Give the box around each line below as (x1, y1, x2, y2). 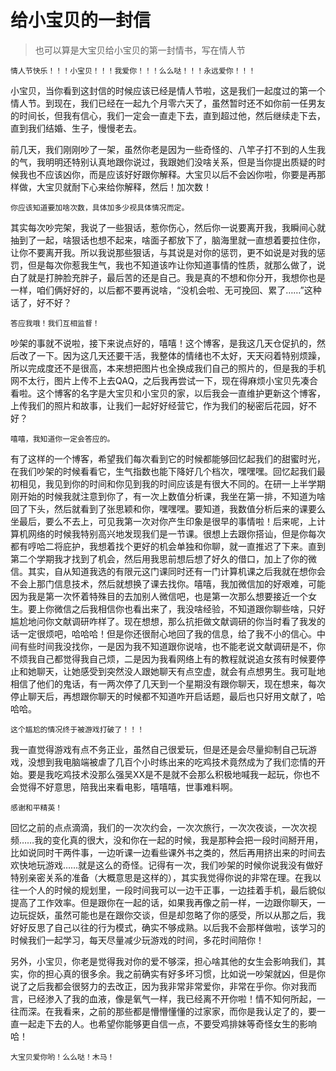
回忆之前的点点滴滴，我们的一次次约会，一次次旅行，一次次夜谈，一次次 (10, 821, 308, 833)
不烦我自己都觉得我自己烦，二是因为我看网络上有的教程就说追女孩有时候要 (10, 652, 317, 665)
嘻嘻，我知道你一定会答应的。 (10, 434, 115, 444)
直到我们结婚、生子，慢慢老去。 (10, 122, 142, 134)
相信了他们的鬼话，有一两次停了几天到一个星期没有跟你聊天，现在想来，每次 (10, 677, 326, 690)
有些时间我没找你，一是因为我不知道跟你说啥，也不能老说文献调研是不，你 (18, 640, 326, 652)
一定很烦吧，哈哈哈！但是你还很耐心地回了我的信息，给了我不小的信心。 (18, 627, 317, 640)
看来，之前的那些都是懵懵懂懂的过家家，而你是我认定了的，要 (62, 1005, 317, 1017)
